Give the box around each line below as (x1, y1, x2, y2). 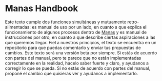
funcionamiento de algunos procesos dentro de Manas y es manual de (5, 29, 147, 35)
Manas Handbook (5, 3, 78, 14)
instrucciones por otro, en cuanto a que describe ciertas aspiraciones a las (5, 34, 156, 40)
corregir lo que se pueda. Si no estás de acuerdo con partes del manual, (5, 65, 150, 71)
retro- (127, 19, 139, 25)
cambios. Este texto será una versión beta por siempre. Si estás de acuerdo (5, 49, 157, 56)
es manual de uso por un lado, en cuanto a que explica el (31, 24, 147, 30)
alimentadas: (5, 24, 31, 30)
